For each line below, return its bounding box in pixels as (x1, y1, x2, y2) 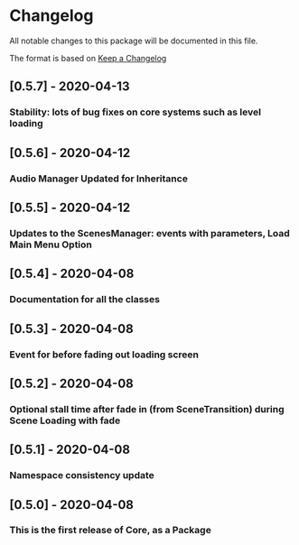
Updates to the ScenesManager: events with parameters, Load (9, 226, 291, 239)
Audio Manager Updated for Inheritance (9, 172, 188, 185)
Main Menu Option (9, 238, 93, 251)
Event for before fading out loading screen (9, 348, 200, 361)
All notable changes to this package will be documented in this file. (9, 35, 258, 46)
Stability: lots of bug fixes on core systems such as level (9, 106, 262, 118)
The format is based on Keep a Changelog (9, 52, 167, 63)
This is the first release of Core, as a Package (9, 524, 212, 537)
